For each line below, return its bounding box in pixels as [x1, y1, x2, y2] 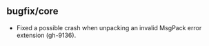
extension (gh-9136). [16, 31, 77, 39]
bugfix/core [6, 5, 59, 17]
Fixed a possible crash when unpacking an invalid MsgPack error [16, 23, 202, 32]
